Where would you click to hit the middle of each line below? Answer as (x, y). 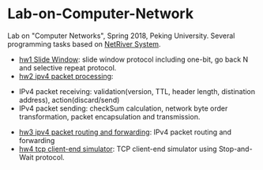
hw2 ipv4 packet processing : (66, 76)
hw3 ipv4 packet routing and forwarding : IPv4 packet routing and (125, 132)
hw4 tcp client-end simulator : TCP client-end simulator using (118, 149)
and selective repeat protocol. (68, 67)
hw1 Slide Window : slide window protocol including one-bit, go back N (133, 59)
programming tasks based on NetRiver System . (84, 43)
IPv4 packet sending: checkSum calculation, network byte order (123, 108)
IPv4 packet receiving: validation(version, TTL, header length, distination (137, 91)
